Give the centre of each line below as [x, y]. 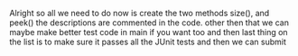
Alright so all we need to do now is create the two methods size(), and [140, 13]
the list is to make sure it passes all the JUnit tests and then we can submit [148, 42]
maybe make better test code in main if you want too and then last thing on [149, 32]
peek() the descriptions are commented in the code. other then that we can [149, 23]
